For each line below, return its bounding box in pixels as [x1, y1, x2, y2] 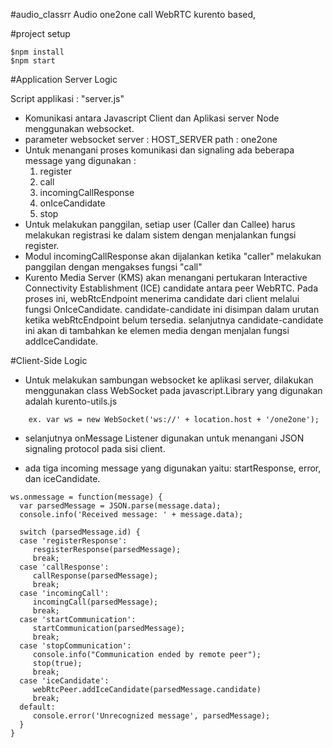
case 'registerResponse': [19, 536, 128, 546]
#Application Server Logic [10, 74, 118, 85]
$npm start [10, 56, 56, 66]
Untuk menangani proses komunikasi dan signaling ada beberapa [24, 144, 295, 156]
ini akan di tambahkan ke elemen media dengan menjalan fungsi [24, 325, 290, 336]
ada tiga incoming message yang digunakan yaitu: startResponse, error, [24, 462, 322, 474]
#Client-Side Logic [10, 355, 88, 366]
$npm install [10, 47, 65, 57]
